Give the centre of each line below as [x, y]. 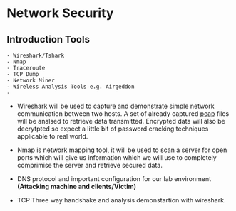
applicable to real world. [52, 136]
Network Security [60, 13]
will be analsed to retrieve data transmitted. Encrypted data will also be [121, 121]
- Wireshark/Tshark [36, 55]
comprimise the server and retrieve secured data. [90, 165]
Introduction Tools [48, 39]
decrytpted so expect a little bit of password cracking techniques [113, 129]
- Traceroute [26, 68]
